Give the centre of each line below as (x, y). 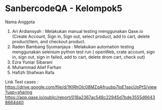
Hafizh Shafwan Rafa (33, 72)
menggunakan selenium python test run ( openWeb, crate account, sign (83, 52)
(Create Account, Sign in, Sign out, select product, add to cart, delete (81, 36)
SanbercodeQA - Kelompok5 (64, 8)
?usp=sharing (19, 92)
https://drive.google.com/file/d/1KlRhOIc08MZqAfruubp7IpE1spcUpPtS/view (81, 87)
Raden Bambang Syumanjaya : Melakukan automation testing (73, 47)
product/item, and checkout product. (49, 41)
